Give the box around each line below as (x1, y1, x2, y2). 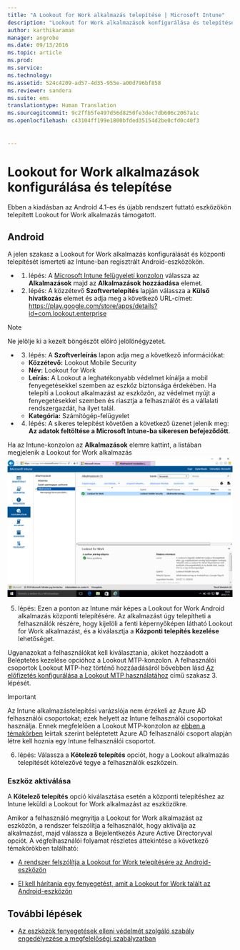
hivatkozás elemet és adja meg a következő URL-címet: (28, 294, 193, 303)
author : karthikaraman (7, 26, 75, 34)
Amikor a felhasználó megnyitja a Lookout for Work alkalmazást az (7, 813, 204, 822)
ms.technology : (7, 71, 53, 79)
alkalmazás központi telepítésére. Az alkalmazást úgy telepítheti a (17, 611, 211, 620)
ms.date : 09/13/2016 (7, 41, 69, 49)
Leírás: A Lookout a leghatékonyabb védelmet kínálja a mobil (28, 374, 209, 382)
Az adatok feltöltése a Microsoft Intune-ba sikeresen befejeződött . (28, 427, 231, 435)
